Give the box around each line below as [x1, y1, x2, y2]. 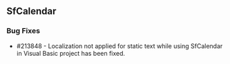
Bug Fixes [6, 26, 41, 36]
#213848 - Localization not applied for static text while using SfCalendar [16, 41, 223, 50]
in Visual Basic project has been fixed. [16, 49, 126, 57]
